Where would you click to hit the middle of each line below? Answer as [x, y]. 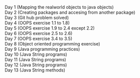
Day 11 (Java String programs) [35, 59]
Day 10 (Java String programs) [36, 54]
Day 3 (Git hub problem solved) [37, 18]
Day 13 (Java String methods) [35, 70]
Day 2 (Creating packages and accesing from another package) [70, 12]
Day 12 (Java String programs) [36, 65]
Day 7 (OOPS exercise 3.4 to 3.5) [39, 39]
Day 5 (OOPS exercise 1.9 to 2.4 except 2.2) [50, 28]
